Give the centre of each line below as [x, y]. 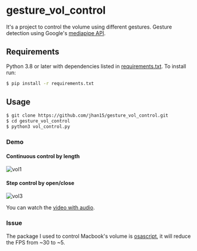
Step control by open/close [40, 183]
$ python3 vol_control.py [38, 127]
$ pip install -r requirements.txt [50, 83]
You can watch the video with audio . [50, 208]
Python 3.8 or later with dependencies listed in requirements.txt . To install [96, 66]
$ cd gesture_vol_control [38, 121]
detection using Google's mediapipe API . [56, 33]
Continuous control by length [43, 156]
